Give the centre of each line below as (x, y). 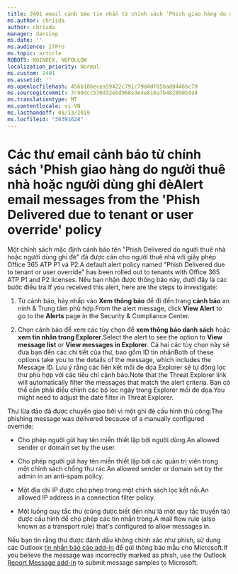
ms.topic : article (34, 54)
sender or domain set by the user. (67, 447)
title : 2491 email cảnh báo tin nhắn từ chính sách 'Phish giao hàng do (117, 14)
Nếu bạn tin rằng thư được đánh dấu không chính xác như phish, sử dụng (114, 540)
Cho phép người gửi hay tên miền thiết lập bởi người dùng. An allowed (118, 439)
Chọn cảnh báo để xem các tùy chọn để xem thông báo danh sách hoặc (124, 330)
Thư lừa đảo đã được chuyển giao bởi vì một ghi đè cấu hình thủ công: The (115, 411)
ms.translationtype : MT (42, 100)
